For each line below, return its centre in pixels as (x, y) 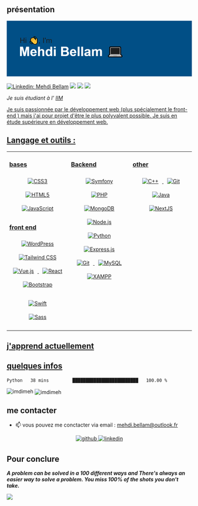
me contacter (32, 410)
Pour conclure (33, 459)
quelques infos (35, 366)
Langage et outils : (41, 140)
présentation (31, 10)
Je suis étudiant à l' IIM (35, 98)
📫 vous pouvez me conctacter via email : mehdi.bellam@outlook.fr (96, 425)
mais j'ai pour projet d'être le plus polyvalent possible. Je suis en (99, 115)
